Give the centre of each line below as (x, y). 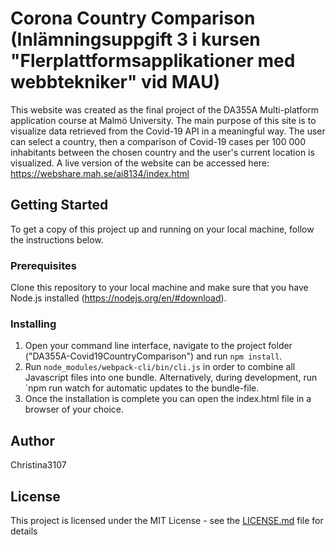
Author (32, 440)
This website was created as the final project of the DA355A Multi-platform (165, 109)
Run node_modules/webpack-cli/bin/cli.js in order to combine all (160, 367)
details (24, 531)
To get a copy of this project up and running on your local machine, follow (162, 229)
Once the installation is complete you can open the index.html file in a (168, 399)
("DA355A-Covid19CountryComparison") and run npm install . (153, 356)
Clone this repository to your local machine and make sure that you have (159, 288)
